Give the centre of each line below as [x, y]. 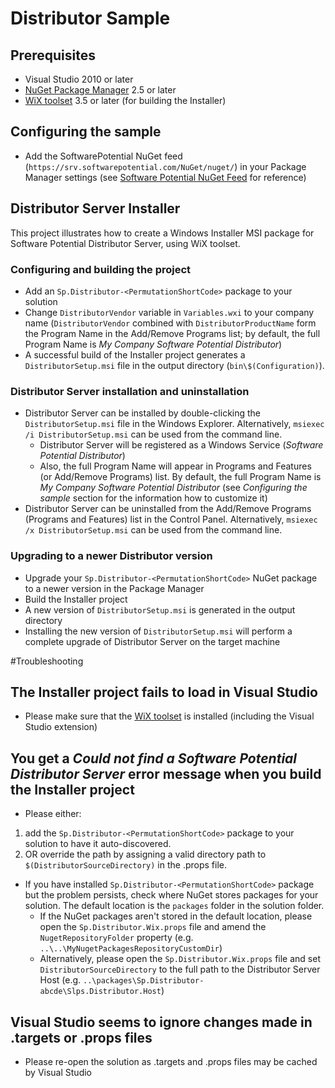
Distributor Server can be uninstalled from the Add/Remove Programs [168, 509]
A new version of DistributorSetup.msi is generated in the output [160, 609]
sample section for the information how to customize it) [153, 498]
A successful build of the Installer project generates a [135, 354]
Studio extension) [61, 727]
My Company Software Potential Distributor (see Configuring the [173, 488]
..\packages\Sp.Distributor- [144, 981]
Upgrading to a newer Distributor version [111, 556]
